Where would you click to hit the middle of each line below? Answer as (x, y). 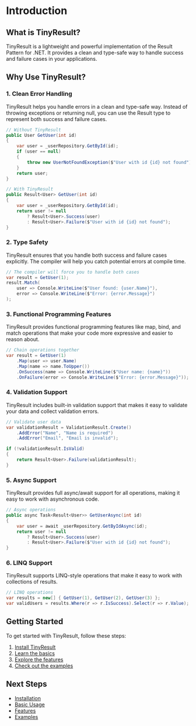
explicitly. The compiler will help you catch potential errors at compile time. (96, 261)
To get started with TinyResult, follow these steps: (66, 635)
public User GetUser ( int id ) (41, 135)
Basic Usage (29, 704)
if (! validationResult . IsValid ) (45, 449)
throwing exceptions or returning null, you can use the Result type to (88, 113)
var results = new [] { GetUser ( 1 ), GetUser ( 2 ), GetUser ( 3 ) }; (83, 598)
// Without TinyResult (34, 130)
